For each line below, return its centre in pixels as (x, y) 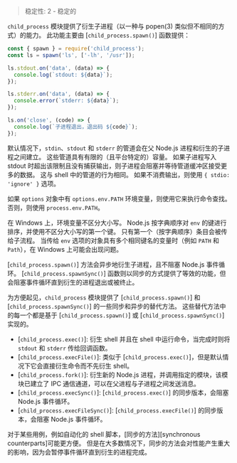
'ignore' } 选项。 (34, 183)
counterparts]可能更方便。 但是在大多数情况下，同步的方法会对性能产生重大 (118, 443)
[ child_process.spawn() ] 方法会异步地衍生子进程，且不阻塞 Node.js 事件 (113, 264)
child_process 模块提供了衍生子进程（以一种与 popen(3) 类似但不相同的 (113, 26)
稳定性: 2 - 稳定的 (51, 11)
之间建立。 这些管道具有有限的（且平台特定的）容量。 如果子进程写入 (115, 156)
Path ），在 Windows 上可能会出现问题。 (65, 249)
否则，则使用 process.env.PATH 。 (56, 207)
